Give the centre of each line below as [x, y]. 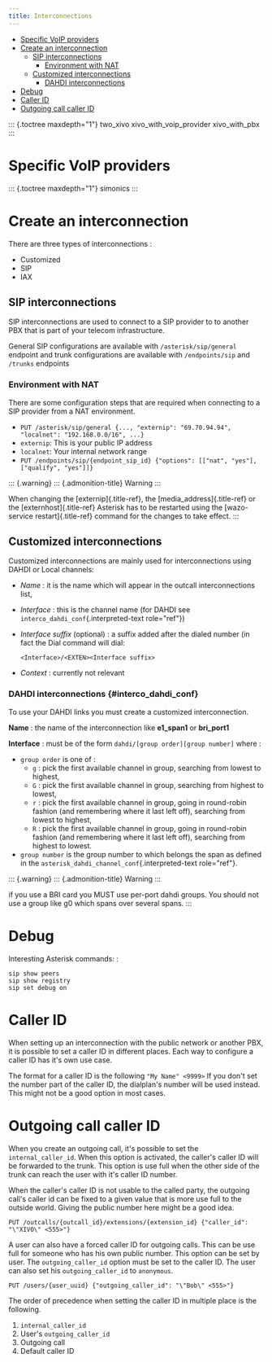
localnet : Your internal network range [84, 451]
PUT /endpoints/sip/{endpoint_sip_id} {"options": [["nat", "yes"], [138, 461]
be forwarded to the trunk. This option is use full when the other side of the [134, 1166]
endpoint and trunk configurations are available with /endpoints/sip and [129, 355]
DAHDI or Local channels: [52, 570]
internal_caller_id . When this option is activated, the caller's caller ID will [134, 1157]
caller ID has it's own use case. [60, 1060]
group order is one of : [58, 759]
